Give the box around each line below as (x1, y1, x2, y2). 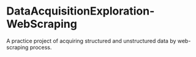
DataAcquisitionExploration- (6, 4, 155, 18)
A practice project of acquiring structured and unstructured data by (6, 37, 176, 44)
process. (29, 44, 52, 51)
